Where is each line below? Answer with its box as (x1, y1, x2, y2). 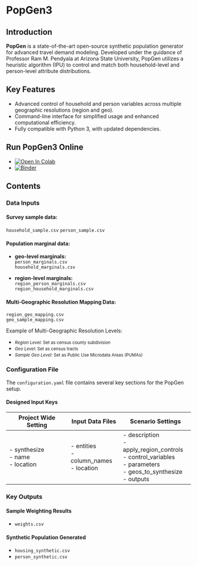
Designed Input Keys (6, 398, 58, 406)
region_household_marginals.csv (14, 286, 94, 292)
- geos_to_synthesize (123, 468, 183, 476)
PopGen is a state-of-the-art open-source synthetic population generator (6, 42, 184, 49)
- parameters (123, 460, 160, 468)
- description (123, 431, 159, 439)
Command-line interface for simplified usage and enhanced (14, 112, 159, 119)
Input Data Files (71, 417, 117, 425)
